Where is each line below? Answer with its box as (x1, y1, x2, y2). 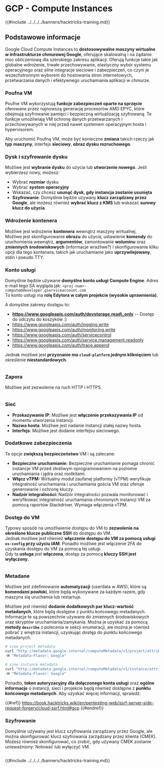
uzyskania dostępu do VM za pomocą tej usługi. (5, 546, 102, 552)
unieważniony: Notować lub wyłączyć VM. (5, 744, 90, 749)
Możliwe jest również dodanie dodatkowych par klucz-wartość (5, 603, 134, 609)
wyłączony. (5, 556, 29, 562)
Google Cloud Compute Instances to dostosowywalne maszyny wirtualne (5, 46, 156, 52)
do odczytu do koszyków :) (12, 316, 67, 322)
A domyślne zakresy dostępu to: (5, 301, 70, 308)
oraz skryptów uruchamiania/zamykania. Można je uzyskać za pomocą (5, 619, 148, 625)
